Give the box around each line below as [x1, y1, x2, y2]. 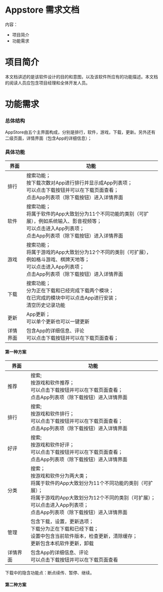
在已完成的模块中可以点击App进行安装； [26, 294, 118, 301]
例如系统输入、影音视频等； [38, 218, 102, 224]
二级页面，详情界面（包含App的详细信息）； [5, 135, 92, 141]
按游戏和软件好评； [31, 441, 75, 448]
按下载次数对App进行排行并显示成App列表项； [26, 179, 132, 186]
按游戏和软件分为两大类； [31, 472, 89, 479]
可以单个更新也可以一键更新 [26, 318, 90, 325]
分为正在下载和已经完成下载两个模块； [26, 287, 114, 294]
